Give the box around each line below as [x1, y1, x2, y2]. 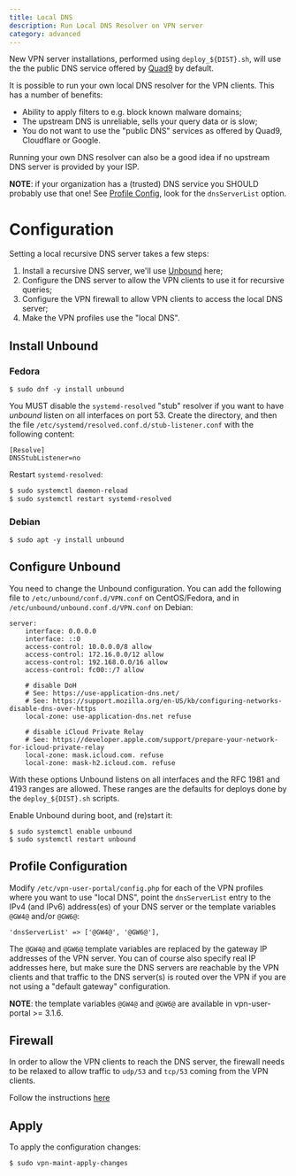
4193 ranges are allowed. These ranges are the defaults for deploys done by [9, 783, 287, 793]
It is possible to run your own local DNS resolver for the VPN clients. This [9, 81, 275, 91]
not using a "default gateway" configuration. [9, 980, 171, 992]
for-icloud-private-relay [9, 743, 104, 752]
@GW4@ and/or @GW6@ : [9, 910, 80, 921]
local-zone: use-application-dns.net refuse [25, 712, 192, 721]
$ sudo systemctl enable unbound [9, 827, 133, 836]
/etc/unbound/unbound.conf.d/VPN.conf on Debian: [9, 601, 194, 612]
